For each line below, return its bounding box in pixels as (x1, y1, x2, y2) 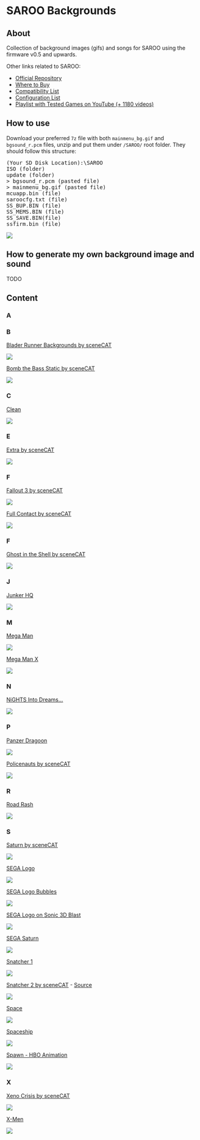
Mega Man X (6, 655, 38, 663)
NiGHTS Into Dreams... (6, 696, 63, 704)
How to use (6, 118, 50, 129)
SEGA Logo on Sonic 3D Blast (6, 911, 81, 918)
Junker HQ (6, 591, 34, 598)
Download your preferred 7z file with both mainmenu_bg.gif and (6, 134, 165, 141)
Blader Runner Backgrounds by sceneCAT (6, 341, 112, 349)
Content (6, 293, 38, 304)
